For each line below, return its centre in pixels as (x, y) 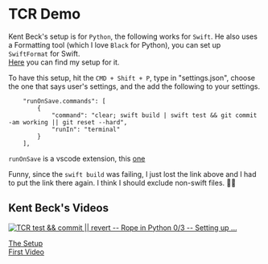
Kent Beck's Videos (58, 208)
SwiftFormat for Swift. (44, 53)
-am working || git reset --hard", (68, 122)
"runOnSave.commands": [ (64, 101)
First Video (27, 252)
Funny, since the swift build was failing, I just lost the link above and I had (132, 174)
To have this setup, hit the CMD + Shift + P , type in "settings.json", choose (132, 78)
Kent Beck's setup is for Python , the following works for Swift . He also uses (133, 36)
